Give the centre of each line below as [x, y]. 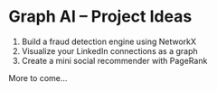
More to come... [38, 77]
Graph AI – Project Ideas [100, 17]
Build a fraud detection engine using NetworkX [108, 41]
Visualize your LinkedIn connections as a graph [109, 50]
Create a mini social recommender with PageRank [114, 60]
